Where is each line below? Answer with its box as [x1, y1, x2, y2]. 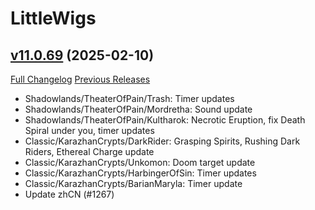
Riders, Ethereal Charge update [24, 146, 155, 157]
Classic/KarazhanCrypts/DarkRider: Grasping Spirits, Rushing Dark [24, 135, 301, 147]
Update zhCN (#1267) [24, 188, 115, 200]
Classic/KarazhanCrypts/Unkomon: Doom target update [24, 157, 256, 168]
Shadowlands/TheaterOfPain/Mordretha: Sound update [24, 103, 253, 115]
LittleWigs [10, 7, 97, 30]
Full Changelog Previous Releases [10, 73, 151, 85]
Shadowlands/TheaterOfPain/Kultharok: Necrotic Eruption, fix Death [24, 114, 306, 126]
